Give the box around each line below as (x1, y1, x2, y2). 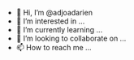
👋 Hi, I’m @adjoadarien (15, 8, 93, 17)
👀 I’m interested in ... (15, 16, 85, 26)
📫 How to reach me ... (15, 43, 92, 52)
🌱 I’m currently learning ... (15, 25, 103, 34)
